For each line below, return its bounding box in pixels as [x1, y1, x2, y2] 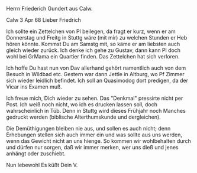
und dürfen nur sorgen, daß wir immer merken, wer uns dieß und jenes [6, 144, 179, 151]
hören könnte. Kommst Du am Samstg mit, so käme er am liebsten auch [6, 41, 180, 47]
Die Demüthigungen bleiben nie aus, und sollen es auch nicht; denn [6, 125, 171, 132]
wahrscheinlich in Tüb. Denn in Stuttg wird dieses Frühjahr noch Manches [6, 107, 186, 114]
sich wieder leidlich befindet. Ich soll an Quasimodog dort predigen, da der [6, 77, 188, 84]
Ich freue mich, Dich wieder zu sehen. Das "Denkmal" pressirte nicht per [6, 94, 183, 102]
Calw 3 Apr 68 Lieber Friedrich [6, 17, 82, 23]
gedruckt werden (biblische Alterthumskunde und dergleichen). [6, 113, 161, 120]
